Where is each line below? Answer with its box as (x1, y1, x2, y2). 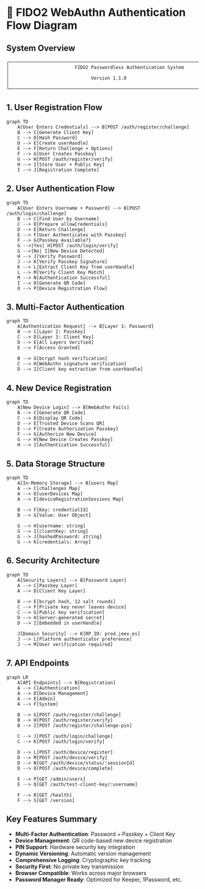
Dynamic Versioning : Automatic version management (15, 850, 151, 857)
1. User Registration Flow (6, 102, 103, 113)
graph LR (6, 674, 29, 680)
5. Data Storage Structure (6, 458, 106, 469)
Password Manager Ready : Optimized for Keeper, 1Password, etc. (15, 876, 182, 883)
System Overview (6, 43, 76, 53)
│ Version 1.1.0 (6, 75, 127, 81)
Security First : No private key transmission (15, 863, 124, 870)
